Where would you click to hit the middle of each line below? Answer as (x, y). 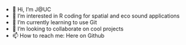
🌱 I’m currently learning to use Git (54, 22)
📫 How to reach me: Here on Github (58, 36)
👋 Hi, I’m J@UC (32, 9)
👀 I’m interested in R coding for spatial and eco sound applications (96, 16)
